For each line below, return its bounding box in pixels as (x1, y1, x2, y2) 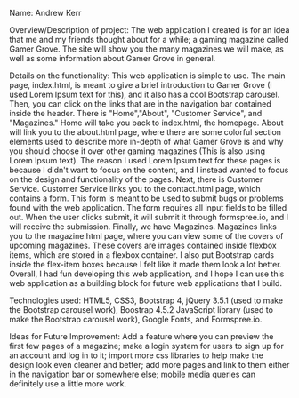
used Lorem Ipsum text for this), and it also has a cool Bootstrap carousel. (9, 89, 280, 99)
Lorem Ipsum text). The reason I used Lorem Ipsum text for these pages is (9, 155, 281, 165)
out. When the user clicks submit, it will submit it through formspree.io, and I (9, 212, 289, 222)
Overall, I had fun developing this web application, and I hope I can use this (9, 268, 285, 279)
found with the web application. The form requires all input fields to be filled (9, 203, 287, 212)
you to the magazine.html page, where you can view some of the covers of (9, 231, 284, 241)
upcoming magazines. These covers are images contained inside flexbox (9, 240, 278, 251)
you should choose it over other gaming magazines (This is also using (9, 146, 265, 156)
